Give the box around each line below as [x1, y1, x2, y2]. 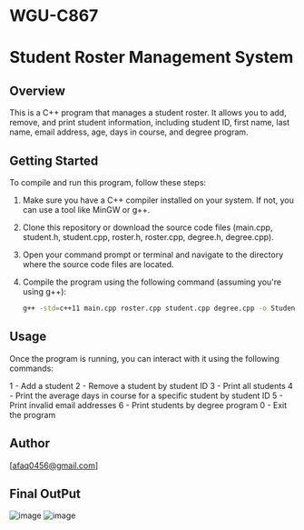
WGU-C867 [9, 5, 99, 26]
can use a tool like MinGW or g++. [22, 205, 151, 215]
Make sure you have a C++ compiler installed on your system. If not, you [22, 195, 295, 205]
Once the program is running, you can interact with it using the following [9, 353, 279, 364]
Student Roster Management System [9, 47, 294, 68]
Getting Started [9, 153, 99, 168]
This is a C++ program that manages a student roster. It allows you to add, [9, 107, 288, 118]
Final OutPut [9, 485, 82, 501]
